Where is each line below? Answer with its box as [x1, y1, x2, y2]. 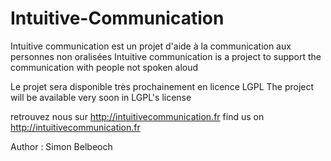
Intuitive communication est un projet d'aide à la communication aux [10, 40, 292, 52]
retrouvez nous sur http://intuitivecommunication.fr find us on [10, 110, 265, 122]
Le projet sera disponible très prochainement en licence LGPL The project [10, 80, 315, 92]
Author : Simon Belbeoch [10, 140, 113, 152]
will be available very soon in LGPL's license [10, 91, 192, 103]
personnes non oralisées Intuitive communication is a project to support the [10, 50, 322, 62]
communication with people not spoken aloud [10, 61, 199, 73]
